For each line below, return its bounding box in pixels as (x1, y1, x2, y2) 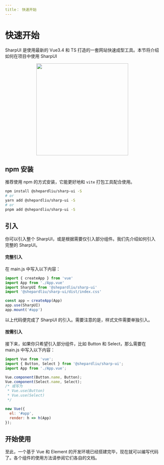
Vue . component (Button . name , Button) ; (5, 375, 82, 380)
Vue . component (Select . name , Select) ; (5, 379, 82, 384)
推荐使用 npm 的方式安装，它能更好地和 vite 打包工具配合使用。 (5, 179, 135, 185)
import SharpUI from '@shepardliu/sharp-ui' (5, 285, 97, 290)
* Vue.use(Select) (7, 393, 45, 398)
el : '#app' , (9, 411, 34, 416)
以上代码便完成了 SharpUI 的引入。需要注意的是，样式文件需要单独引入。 (5, 317, 153, 323)
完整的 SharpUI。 (5, 242, 40, 248)
